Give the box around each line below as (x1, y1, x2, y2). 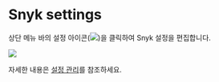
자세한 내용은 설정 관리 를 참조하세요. (8, 64, 122, 74)
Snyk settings (8, 6, 103, 24)
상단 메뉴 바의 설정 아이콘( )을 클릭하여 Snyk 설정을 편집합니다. (8, 33, 211, 42)
